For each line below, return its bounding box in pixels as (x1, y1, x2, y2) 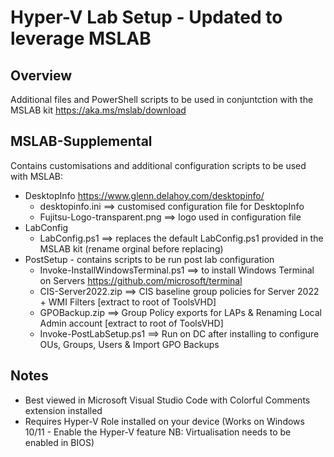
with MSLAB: (10, 170, 64, 182)
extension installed (24, 404, 103, 416)
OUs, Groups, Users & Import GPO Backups (39, 338, 220, 350)
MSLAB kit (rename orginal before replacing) (39, 242, 224, 255)
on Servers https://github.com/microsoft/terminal (39, 274, 243, 286)
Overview (10, 67, 73, 84)
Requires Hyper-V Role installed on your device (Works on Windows (24, 415, 305, 427)
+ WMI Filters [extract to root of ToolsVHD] (39, 296, 217, 308)
